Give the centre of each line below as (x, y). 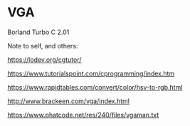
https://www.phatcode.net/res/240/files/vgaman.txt (83, 115)
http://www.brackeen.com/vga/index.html (69, 101)
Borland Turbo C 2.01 (38, 32)
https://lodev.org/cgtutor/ (44, 59)
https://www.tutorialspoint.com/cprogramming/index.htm (91, 73)
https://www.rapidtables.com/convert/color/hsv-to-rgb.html (95, 87)
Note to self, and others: (43, 46)
